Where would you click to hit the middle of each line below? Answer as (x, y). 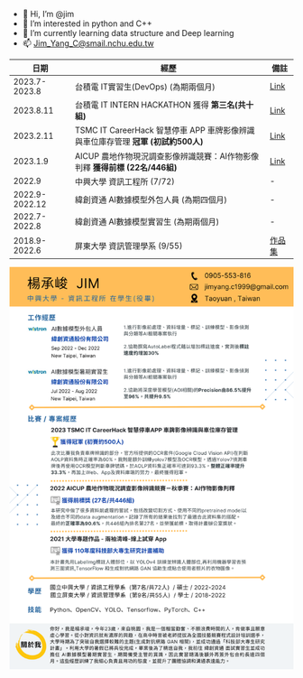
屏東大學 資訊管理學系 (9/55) (129, 246)
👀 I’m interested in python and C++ (87, 23)
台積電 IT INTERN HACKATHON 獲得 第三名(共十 (165, 105)
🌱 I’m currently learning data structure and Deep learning (128, 33)
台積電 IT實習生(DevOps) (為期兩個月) (145, 87)
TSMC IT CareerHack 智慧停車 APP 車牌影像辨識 (165, 130)
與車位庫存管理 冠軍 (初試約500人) (139, 142)
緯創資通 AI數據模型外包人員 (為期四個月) (151, 200)
